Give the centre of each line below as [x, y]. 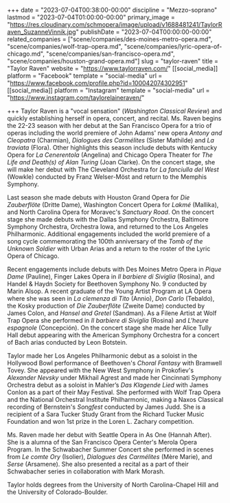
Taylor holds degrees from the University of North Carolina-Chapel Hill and [113, 485]
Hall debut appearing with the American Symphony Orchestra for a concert [113, 335]
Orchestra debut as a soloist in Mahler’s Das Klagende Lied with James [108, 385]
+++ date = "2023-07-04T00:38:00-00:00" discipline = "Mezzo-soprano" [112, 10]
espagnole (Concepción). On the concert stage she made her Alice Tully [110, 328]
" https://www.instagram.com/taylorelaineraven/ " [76, 98]
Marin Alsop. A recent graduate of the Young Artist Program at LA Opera [109, 291]
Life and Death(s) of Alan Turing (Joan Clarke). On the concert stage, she [111, 162]
